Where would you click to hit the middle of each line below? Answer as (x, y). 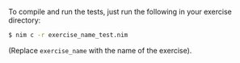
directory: (25, 20)
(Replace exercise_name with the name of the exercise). (100, 50)
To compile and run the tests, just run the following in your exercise (120, 12)
